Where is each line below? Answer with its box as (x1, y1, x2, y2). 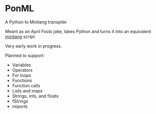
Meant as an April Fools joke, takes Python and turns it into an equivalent (5, 28, 152, 34)
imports (12, 103, 28, 109)
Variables (12, 62, 31, 68)
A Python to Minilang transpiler (5, 19, 67, 25)
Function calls (12, 82, 40, 88)
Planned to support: (5, 52, 45, 58)
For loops (12, 72, 32, 78)
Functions (12, 77, 33, 83)
